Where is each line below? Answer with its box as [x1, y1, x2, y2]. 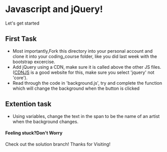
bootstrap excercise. [12, 59, 55, 65]
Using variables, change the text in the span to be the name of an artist [12, 113, 160, 119]
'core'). [12, 74, 28, 81]
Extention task [5, 100, 52, 108]
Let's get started [5, 20, 40, 26]
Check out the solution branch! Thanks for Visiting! [5, 141, 111, 147]
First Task [5, 35, 37, 43]
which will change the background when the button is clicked [12, 85, 140, 91]
